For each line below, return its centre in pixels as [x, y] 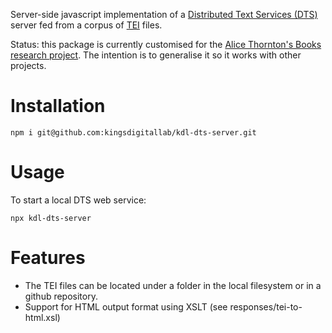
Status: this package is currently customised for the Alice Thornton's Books [166, 44]
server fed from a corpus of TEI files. [86, 25]
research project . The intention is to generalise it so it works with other [156, 55]
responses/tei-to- [266, 306]
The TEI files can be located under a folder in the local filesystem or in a [173, 285]
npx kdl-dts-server [51, 218]
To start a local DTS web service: [78, 200]
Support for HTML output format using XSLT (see [126, 306]
